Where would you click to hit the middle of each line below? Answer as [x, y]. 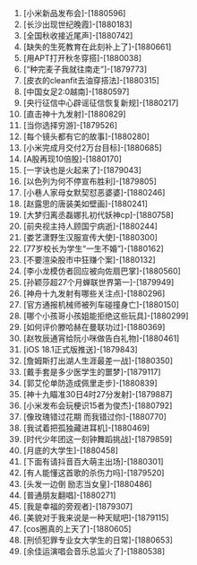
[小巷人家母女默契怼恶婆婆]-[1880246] [94, 192]
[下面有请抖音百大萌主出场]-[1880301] [93, 461]
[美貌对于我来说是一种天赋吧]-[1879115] [96, 517]
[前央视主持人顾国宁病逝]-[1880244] [90, 226]
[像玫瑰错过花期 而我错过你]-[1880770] [94, 417]
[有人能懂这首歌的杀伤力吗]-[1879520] [94, 473]
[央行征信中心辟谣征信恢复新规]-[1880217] [101, 103]
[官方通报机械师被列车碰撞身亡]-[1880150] [101, 304]
